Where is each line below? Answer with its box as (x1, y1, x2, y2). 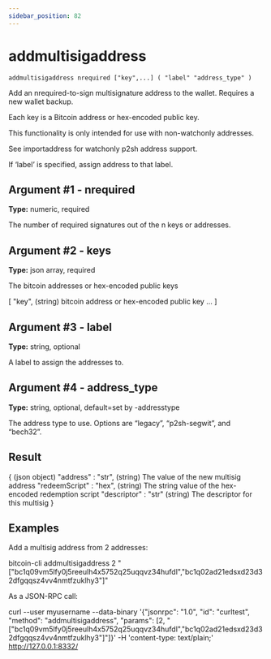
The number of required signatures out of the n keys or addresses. (8, 220, 231, 230)
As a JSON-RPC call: (8, 592, 79, 601)
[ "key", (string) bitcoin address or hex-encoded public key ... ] (8, 297, 217, 307)
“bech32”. (8, 427, 42, 437)
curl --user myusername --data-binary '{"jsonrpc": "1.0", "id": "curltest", (8, 607, 250, 617)
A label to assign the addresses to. (8, 358, 124, 367)
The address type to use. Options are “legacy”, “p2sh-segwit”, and (8, 418, 231, 428)
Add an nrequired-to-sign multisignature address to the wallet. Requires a (8, 88, 255, 97)
